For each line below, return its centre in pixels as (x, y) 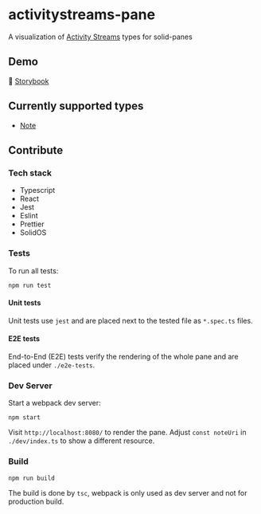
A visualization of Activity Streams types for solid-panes (100, 37)
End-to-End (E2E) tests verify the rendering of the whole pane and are (123, 356)
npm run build (32, 478)
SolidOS (33, 233)
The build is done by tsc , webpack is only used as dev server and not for (128, 492)
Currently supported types (76, 106)
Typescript (37, 190)
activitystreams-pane (82, 15)
